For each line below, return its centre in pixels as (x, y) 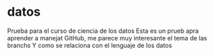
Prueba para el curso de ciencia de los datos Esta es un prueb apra (103, 31)
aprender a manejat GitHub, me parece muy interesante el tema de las (107, 38)
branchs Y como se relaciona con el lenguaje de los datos (90, 45)
